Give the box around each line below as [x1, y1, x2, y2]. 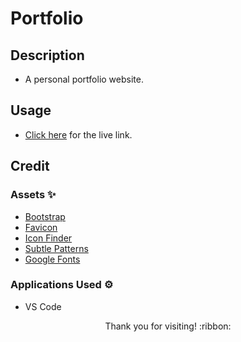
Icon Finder [24, 232, 73, 244]
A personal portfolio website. [24, 73, 144, 85]
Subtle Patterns [24, 242, 89, 254]
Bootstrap [24, 210, 66, 222]
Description [10, 47, 85, 64]
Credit [10, 158, 50, 175]
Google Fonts [24, 253, 81, 265]
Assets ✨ [10, 188, 57, 202]
